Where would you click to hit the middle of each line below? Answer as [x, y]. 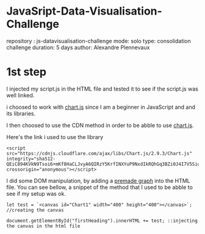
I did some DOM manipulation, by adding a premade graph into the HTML [98, 181]
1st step [27, 72]
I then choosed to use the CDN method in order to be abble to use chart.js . [100, 125]
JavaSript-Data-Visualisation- [85, 11]
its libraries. [21, 113]
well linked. [20, 95]
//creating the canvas [35, 210]
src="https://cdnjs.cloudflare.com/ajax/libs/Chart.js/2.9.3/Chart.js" [99, 153]
